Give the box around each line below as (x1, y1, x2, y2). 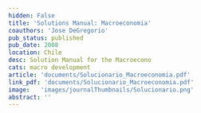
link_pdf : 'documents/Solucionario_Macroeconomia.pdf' (8, 78, 195, 86)
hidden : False (8, 11, 56, 20)
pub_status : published (8, 33, 84, 42)
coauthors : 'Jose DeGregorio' (8, 26, 109, 34)
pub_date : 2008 (8, 41, 59, 49)
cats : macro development (8, 64, 91, 72)
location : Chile (8, 49, 62, 56)
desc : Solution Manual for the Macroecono (8, 56, 152, 64)
